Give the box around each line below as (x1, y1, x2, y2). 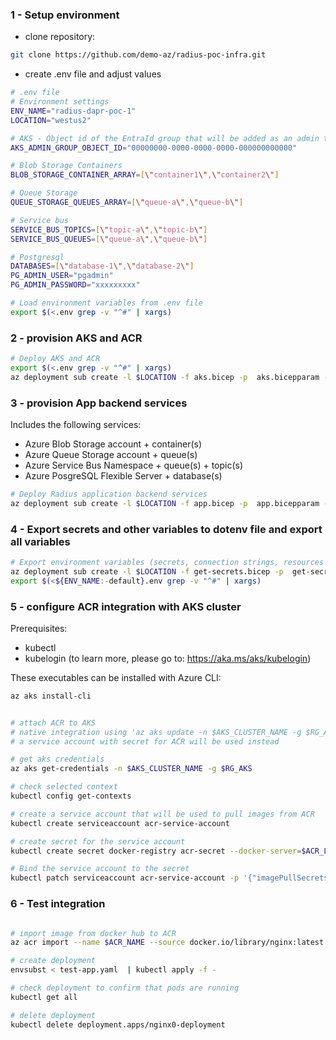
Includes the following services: (10, 419, 142, 431)
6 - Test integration (10, 897, 106, 911)
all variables (10, 534, 71, 548)
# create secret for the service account (10, 836, 186, 847)
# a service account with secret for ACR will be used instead (10, 736, 280, 747)
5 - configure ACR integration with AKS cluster (10, 599, 242, 613)
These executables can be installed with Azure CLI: (10, 671, 222, 683)
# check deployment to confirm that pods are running (10, 983, 240, 993)
